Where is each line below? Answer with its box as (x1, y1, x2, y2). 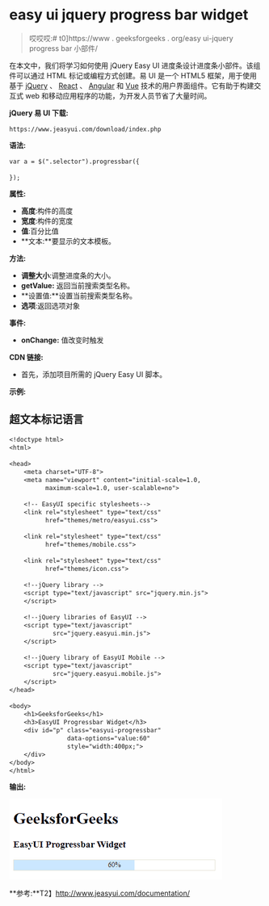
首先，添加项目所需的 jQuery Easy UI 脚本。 (20, 369, 167, 379)
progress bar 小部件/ (28, 43, 99, 53)
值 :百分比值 (20, 226, 59, 236)
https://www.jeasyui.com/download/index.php (9, 125, 162, 133)
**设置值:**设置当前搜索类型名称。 (20, 291, 137, 300)
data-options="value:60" (66, 734, 151, 742)
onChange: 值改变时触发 (20, 335, 104, 345)
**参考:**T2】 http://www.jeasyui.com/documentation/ (9, 888, 191, 898)
